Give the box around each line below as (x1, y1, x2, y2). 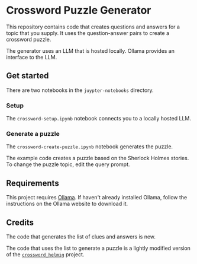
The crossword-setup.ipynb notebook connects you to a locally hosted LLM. (6, 115, 191, 122)
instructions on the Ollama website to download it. (6, 200, 128, 208)
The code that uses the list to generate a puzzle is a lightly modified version (6, 244, 191, 252)
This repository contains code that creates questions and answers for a (6, 23, 180, 30)
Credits (6, 217, 34, 227)
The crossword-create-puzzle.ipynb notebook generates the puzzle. (6, 143, 173, 150)
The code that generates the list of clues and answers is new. (6, 233, 156, 240)
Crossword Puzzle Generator (6, 4, 151, 17)
